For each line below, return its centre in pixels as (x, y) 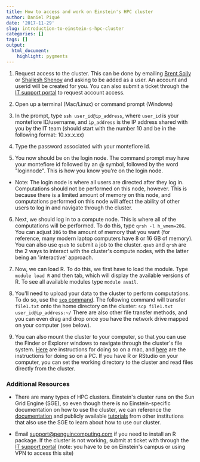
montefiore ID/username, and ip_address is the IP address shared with (101, 122)
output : (16, 45)
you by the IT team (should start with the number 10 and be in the (95, 128)
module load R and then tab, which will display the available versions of (102, 275)
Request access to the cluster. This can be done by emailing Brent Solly (103, 73)
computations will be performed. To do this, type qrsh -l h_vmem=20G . (100, 226)
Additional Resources (38, 384)
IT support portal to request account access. (70, 92)
